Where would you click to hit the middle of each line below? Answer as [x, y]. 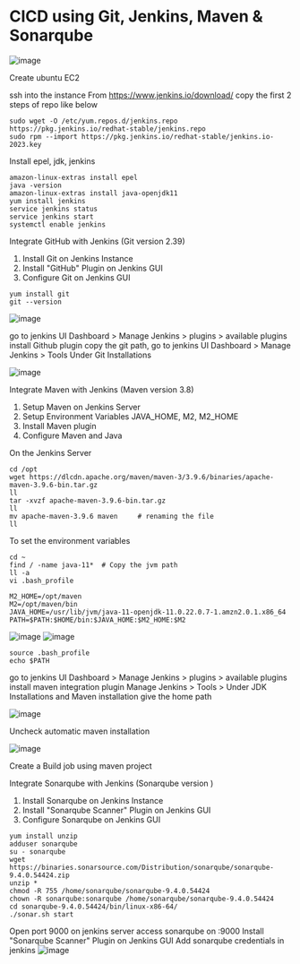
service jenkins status [54, 209]
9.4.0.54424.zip [39, 875]
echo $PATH [30, 660]
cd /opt [24, 469]
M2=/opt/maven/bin [43, 604]
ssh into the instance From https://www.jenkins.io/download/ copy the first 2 [150, 95]
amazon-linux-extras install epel [74, 177]
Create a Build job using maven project [81, 766]
